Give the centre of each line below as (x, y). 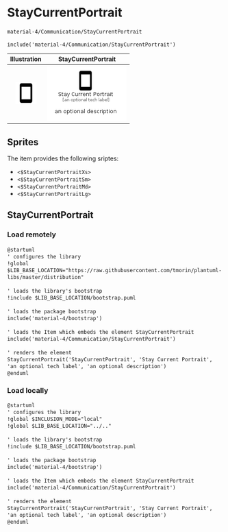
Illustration (26, 59)
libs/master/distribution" (46, 277)
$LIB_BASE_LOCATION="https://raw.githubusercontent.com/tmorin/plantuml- (115, 270)
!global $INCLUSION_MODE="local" (55, 419)
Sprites (23, 142)
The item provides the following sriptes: (63, 158)
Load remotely (32, 234)
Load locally (28, 390)
